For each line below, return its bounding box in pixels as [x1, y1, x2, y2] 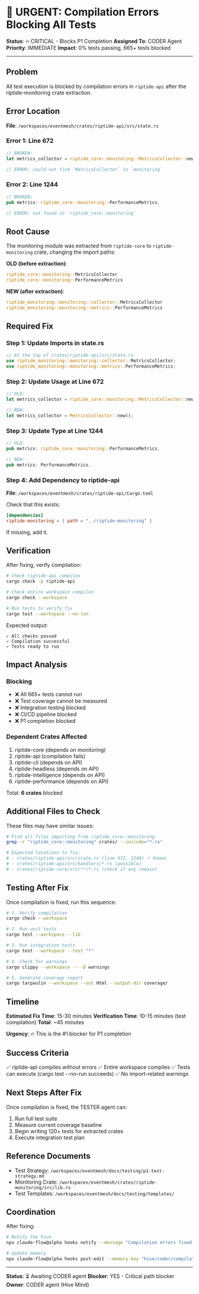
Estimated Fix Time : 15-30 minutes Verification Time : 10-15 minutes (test [6, 1012, 187, 1019]
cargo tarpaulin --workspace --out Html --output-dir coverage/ [6, 980, 168, 986]
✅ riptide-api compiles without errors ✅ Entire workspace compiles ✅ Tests [6, 1063, 191, 1070]
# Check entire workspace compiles [6, 589, 94, 595]
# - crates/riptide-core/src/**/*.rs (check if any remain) [6, 866, 158, 872]
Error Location [6, 106, 60, 116]
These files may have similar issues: [6, 822, 94, 829]
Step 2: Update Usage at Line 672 [6, 377, 104, 385]
